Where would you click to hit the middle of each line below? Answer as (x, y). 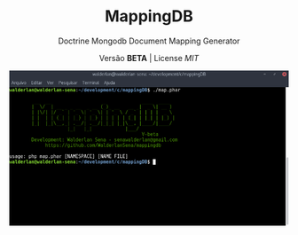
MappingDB (149, 16)
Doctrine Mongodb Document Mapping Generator (149, 41)
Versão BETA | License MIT (149, 58)
